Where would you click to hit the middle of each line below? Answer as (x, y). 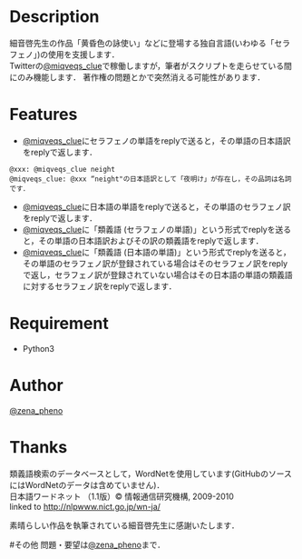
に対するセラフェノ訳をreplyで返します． (99, 286)
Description (54, 17)
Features (44, 115)
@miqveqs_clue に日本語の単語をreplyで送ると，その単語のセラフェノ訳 (157, 206)
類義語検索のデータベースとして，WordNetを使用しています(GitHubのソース (151, 474)
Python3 (38, 348)
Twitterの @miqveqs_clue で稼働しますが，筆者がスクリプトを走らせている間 (151, 65)
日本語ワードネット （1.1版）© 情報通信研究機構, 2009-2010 (122, 496)
